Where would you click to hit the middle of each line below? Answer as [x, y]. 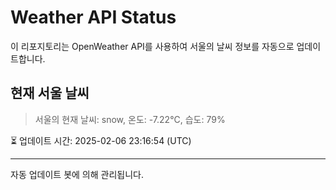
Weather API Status [93, 17]
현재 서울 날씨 [50, 93]
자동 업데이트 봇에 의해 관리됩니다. [77, 174]
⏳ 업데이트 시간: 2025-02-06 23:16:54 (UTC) [101, 140]
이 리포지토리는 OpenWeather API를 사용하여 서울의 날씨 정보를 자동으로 [152, 46]
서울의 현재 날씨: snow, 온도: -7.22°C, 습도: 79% [130, 119]
